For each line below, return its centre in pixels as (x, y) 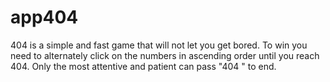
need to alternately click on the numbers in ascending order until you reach (165, 55)
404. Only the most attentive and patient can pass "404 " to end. (143, 66)
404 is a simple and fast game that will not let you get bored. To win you (159, 45)
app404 (44, 17)
